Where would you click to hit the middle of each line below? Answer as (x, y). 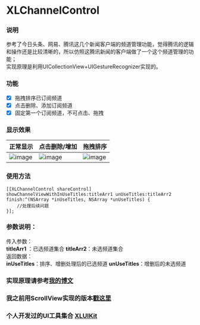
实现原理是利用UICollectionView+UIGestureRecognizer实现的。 (84, 67)
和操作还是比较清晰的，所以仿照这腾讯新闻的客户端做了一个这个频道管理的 (97, 52)
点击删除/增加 (58, 147)
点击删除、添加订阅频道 (43, 105)
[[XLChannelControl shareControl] (49, 189)
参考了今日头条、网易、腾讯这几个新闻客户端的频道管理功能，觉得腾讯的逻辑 (100, 44)
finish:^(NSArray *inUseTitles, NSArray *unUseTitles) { (78, 200)
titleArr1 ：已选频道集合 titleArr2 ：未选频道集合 (65, 249)
